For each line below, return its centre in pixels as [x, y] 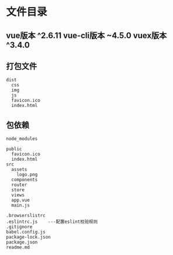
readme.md [18, 247]
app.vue [21, 200]
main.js [21, 205]
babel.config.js [26, 232]
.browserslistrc [26, 216]
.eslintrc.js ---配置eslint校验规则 [52, 222]
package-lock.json [28, 237]
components [25, 180]
